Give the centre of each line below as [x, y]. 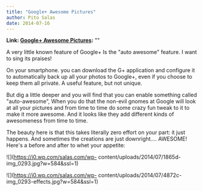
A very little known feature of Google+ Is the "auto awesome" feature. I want [101, 52]
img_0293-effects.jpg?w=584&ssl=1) [52, 182]
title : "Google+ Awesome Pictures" [51, 12]
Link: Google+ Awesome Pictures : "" [53, 41]
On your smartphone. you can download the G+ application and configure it [101, 70]
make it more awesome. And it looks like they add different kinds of [90, 114]
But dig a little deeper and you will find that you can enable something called [102, 95]
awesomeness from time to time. [47, 121]
